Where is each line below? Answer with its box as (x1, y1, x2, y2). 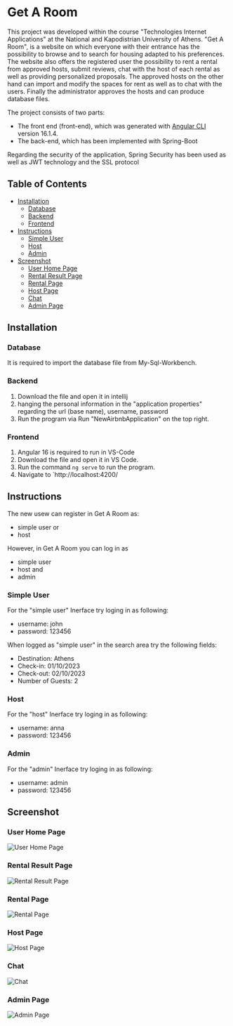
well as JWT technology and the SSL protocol (7, 157, 139, 166)
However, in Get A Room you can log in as (7, 544, 128, 552)
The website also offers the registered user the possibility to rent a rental (7, 57, 218, 65)
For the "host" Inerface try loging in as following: (7, 710, 148, 718)
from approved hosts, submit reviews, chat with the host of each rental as (7, 65, 220, 73)
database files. (7, 94, 51, 103)
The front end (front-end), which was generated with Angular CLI (17, 121, 206, 130)
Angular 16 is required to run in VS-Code (17, 448, 135, 456)
